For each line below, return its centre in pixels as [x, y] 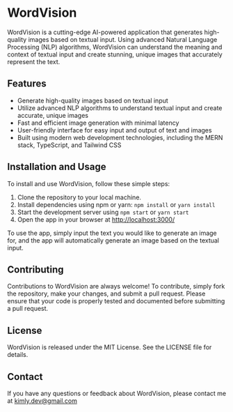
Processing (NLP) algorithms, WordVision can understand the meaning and [115, 47]
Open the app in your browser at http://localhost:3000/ [96, 219]
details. [18, 355]
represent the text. [34, 61]
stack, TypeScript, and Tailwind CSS [69, 145]
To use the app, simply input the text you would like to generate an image [112, 233]
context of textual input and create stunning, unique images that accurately [115, 54]
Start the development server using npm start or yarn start [103, 212]
